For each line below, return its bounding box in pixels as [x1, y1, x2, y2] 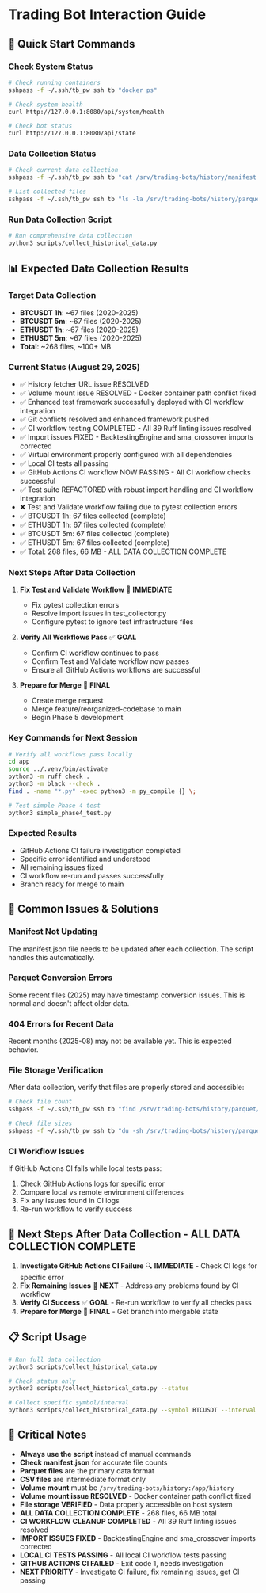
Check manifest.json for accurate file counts [19, 1458, 168, 1467]
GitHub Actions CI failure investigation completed [19, 845, 180, 855]
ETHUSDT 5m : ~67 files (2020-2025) [19, 333, 142, 342]
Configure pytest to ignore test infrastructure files [31, 617, 194, 627]
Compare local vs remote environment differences [19, 1187, 184, 1197]
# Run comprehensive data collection [8, 232, 133, 240]
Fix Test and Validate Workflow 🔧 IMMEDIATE [19, 585, 173, 595]
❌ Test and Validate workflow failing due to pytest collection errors [19, 501, 237, 512]
